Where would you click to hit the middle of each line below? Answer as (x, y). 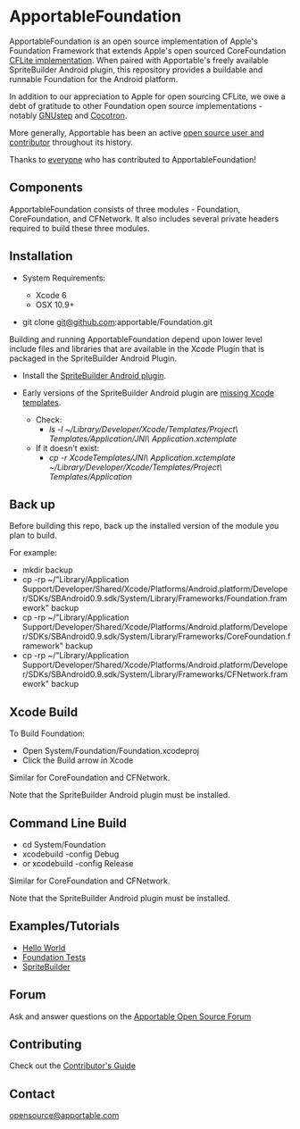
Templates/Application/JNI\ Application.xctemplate (143, 439)
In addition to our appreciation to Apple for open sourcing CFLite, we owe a (147, 96)
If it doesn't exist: (67, 447)
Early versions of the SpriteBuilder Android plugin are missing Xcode (148, 393)
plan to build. (33, 535)
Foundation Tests (54, 957)
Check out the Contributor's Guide (73, 1066)
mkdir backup (47, 570)
